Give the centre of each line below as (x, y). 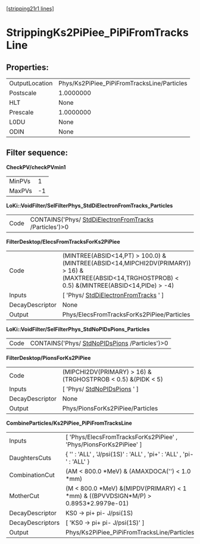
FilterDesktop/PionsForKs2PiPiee (49, 358)
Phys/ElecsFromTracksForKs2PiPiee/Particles (126, 314)
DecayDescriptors (35, 523)
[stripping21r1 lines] (30, 9)
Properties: (27, 67)
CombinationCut (32, 475)
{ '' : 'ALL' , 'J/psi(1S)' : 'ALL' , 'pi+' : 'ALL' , (123, 454)
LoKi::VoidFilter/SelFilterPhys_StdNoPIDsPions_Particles (78, 329)
